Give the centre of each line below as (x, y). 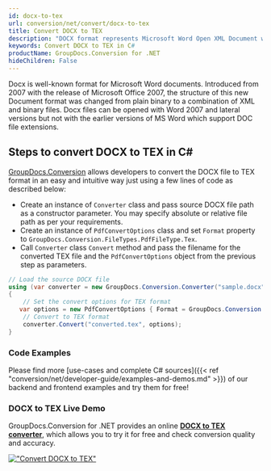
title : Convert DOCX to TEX (56, 31)
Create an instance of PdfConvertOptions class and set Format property (138, 230)
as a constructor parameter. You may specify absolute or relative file (133, 213)
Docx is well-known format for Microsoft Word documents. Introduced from (134, 84)
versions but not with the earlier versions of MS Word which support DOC (131, 118)
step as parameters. (53, 264)
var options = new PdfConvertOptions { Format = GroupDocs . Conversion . (142, 309)
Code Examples (40, 352)
